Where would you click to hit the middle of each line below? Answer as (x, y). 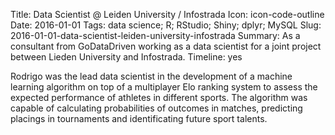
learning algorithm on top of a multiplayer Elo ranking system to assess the (164, 87)
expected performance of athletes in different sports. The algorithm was (159, 97)
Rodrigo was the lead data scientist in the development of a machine (151, 76)
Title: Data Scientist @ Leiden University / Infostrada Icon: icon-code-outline (167, 14)
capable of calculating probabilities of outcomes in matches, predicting (156, 108)
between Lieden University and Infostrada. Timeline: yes (126, 57)
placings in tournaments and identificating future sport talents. (139, 118)
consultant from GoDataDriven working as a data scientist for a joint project (166, 46)
